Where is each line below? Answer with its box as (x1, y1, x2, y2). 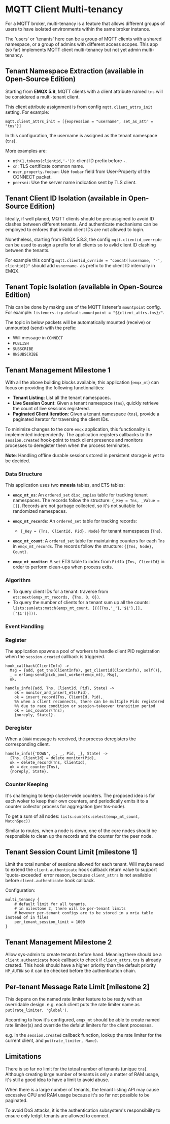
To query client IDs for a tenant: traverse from (12, 588, 108, 594)
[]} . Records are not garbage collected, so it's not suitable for (12, 503, 143, 509)
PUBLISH (12, 341, 29, 346)
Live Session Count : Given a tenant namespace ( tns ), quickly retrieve (12, 400, 159, 406)
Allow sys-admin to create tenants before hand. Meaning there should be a (5, 952, 162, 958)
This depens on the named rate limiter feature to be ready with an (5, 996, 143, 1002)
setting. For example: (5, 109, 50, 115)
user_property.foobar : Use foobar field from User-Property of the (12, 168, 151, 174)
